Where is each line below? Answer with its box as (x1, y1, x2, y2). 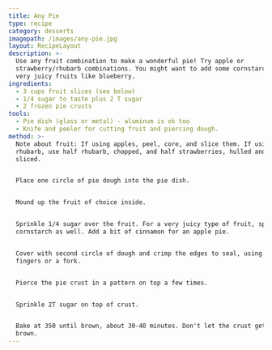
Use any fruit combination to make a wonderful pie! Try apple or (15, 58, 244, 66)
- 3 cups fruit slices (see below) (15, 87, 136, 96)
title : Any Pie (8, 11, 60, 20)
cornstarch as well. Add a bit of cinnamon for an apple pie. (15, 228, 230, 236)
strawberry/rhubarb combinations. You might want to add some (15, 65, 230, 73)
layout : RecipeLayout (8, 42, 82, 50)
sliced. (15, 155, 42, 163)
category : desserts (8, 27, 74, 35)
